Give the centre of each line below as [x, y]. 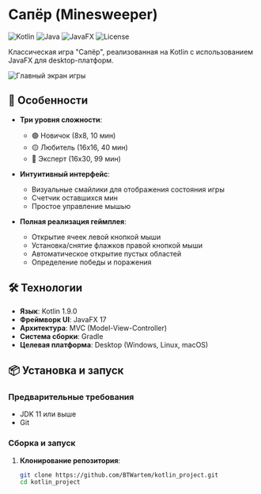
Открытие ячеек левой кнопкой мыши [96, 237]
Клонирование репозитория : [70, 460]
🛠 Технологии [45, 288]
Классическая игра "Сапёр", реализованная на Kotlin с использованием [131, 51]
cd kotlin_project [50, 482]
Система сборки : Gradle [61, 336]
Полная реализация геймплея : [73, 221]
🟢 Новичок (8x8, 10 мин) [74, 135]
